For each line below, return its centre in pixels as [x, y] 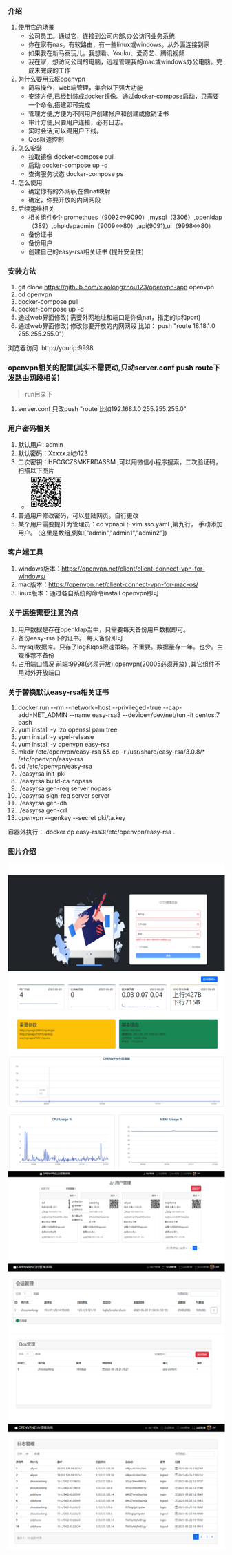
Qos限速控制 [46, 140]
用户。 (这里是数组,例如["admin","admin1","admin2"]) [92, 533]
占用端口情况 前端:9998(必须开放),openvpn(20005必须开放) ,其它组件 [116, 664]
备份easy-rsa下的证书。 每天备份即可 [70, 638]
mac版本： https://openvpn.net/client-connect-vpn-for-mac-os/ [108, 584]
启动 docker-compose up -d [68, 165]
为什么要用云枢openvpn [51, 79]
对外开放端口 [42, 672]
